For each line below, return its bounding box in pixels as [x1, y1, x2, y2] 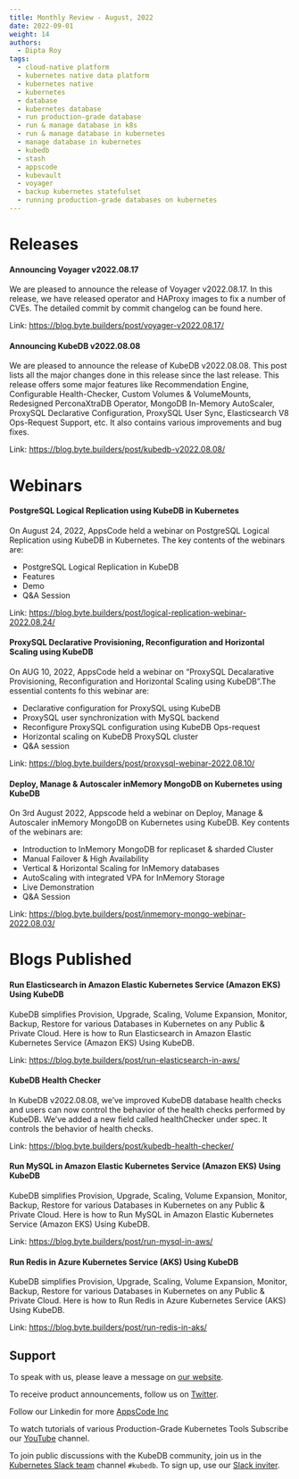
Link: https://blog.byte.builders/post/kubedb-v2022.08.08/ [9, 444, 226, 455]
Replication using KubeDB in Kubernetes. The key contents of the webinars [9, 535, 286, 545]
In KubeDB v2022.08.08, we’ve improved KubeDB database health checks [9, 1094, 282, 1105]
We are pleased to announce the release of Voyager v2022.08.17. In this [9, 284, 273, 295]
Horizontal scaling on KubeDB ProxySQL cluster [21, 731, 199, 742]
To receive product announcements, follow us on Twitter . [9, 1389, 219, 1400]
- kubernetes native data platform [17, 71, 150, 80]
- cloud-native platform [17, 63, 110, 72]
